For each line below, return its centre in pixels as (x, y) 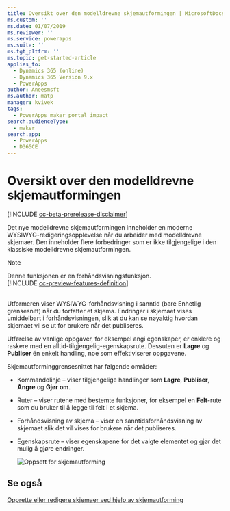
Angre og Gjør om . (43, 386)
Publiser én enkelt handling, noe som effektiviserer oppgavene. (97, 353)
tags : (15, 109)
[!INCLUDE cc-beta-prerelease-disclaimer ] (67, 214)
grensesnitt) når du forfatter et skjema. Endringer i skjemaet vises (100, 311)
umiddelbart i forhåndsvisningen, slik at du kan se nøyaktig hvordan (103, 318)
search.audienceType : (38, 121)
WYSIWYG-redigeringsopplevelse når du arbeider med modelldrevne (104, 235)
